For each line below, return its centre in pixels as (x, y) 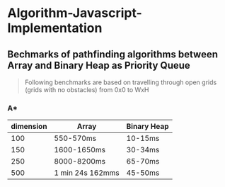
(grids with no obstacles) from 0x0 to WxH (87, 90)
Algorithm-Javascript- (75, 13)
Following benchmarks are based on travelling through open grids (121, 82)
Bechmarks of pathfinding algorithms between (112, 54)
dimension (29, 127)
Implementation (55, 28)
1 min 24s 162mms (87, 173)
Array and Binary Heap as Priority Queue (99, 65)
